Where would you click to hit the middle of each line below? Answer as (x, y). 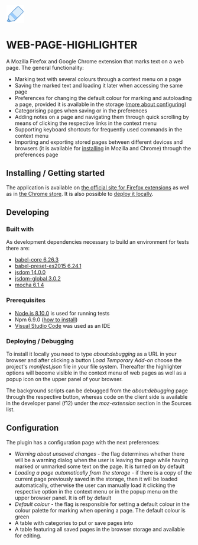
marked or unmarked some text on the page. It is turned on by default (100, 466)
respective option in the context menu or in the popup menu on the (96, 491)
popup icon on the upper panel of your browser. (64, 379)
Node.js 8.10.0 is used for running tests (62, 313)
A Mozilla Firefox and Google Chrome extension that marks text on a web (95, 61)
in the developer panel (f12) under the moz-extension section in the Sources (99, 403)
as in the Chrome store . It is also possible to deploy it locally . (80, 194)
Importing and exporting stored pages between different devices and (99, 142)
